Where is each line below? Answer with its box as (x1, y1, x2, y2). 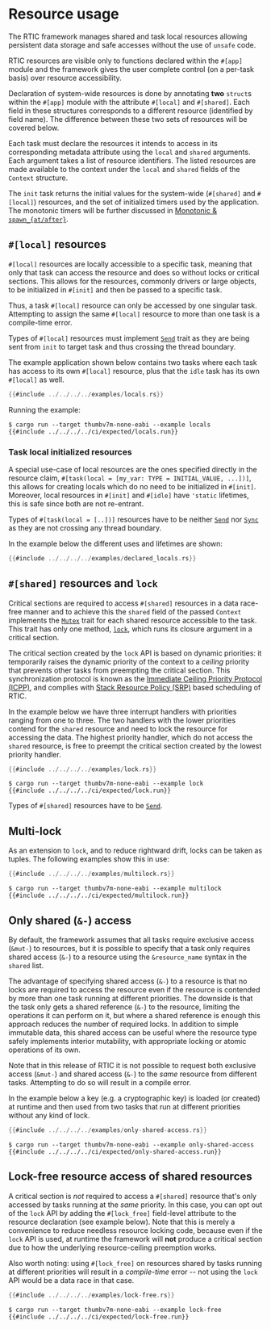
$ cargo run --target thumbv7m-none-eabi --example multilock (8, 885, 222, 893)
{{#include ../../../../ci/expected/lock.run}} (8, 786, 172, 795)
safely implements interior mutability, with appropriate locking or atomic (8, 1036, 247, 1046)
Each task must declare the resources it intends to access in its (8, 138, 219, 148)
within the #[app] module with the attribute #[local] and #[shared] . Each (8, 97, 250, 107)
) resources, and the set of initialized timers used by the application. (33, 197, 260, 207)
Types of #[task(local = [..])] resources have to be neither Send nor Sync (8, 514, 259, 524)
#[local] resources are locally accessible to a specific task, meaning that (8, 259, 252, 269)
